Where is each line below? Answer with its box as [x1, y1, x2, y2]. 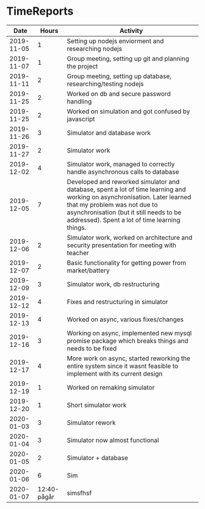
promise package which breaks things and [67, 336, 189, 345]
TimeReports [6, 4, 74, 18]
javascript [67, 114, 95, 123]
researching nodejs [67, 44, 123, 53]
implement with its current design [67, 369, 163, 377]
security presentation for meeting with [67, 240, 177, 249]
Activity [119, 26, 143, 35]
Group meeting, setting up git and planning [67, 54, 189, 62]
